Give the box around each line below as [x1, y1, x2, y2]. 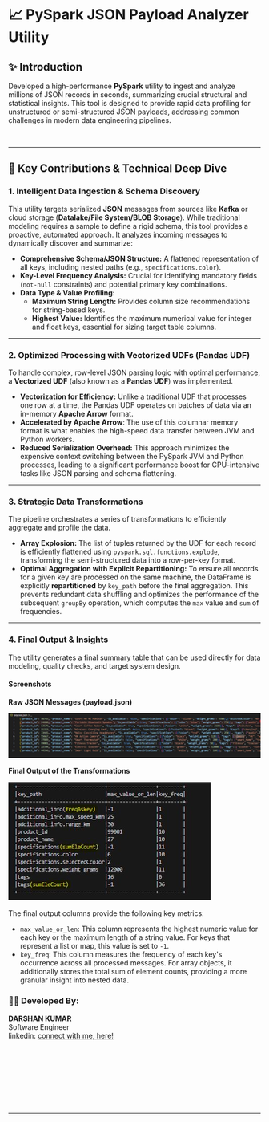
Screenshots [8, 679, 52, 689]
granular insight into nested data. [19, 975, 130, 985]
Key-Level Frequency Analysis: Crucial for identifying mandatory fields [19, 270, 258, 280]
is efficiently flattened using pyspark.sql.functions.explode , [19, 547, 220, 557]
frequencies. [19, 607, 62, 616]
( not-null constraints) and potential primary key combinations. [19, 279, 227, 289]
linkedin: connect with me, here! [8, 1031, 114, 1040]
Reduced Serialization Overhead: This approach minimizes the [19, 442, 230, 453]
